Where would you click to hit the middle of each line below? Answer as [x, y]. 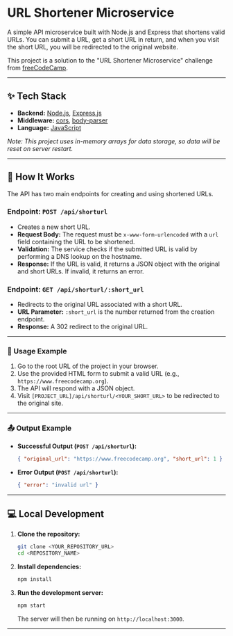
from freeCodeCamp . [37, 67]
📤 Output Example [40, 428]
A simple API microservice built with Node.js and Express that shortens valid [116, 32]
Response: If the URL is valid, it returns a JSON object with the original [119, 264]
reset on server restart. [40, 148]
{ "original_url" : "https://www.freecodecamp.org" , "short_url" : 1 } [120, 459]
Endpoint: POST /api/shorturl [58, 212]
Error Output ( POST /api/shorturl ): [68, 472]
